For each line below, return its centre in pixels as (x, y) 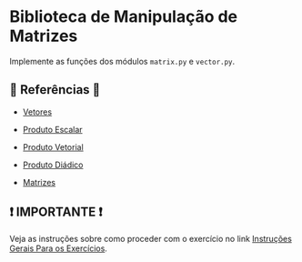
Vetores (37, 112)
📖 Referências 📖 (55, 90)
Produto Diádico (53, 165)
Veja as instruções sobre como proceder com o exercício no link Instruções (151, 238)
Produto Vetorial (53, 146)
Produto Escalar (53, 129)
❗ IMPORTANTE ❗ (56, 212)
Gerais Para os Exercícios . (58, 248)
